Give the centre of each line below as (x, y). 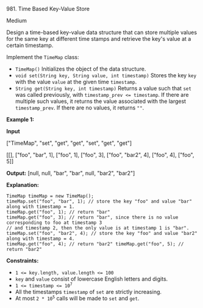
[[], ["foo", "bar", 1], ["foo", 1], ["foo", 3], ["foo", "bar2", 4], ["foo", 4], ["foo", (100, 155)
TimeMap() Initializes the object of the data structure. (80, 69)
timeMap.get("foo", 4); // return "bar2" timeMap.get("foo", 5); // (95, 244)
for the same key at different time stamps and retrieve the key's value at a (99, 39)
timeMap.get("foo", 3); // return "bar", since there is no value (92, 217)
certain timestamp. (30, 45)
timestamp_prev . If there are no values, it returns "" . (80, 108)
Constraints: (23, 261)
